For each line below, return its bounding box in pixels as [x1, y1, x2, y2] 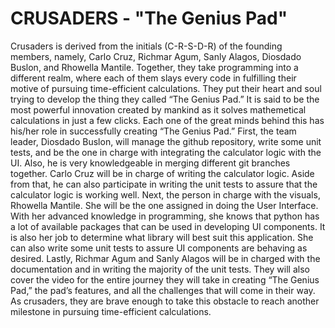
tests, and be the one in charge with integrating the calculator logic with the [10, 146, 322, 158]
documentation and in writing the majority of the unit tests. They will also [10, 263, 310, 275]
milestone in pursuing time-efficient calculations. [10, 305, 212, 317]
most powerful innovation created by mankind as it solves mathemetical [10, 103, 307, 116]
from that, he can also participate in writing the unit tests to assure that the [10, 178, 318, 190]
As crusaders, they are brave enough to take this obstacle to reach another [10, 295, 320, 307]
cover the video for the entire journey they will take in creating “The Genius [10, 273, 320, 286]
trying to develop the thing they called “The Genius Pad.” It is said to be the [10, 93, 320, 105]
